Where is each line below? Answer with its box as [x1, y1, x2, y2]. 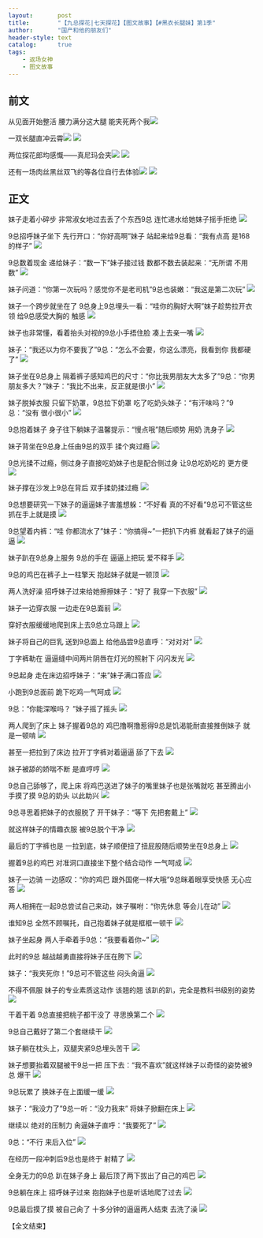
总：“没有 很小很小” [8, 408, 72, 418]
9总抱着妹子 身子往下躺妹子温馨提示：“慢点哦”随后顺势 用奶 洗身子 [8, 425, 224, 434]
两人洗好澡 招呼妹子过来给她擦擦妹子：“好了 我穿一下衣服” [8, 587, 198, 596]
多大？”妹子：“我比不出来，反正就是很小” [21, 381, 156, 391]
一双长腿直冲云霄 [8, 133, 64, 143]
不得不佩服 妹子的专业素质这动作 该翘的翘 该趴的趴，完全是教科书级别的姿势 [8, 985, 256, 995]
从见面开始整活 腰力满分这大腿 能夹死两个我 [8, 116, 150, 126]
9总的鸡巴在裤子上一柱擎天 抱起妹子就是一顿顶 [8, 570, 160, 580]
